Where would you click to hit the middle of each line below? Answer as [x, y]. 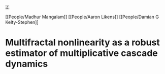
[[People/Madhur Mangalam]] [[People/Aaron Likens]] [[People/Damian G [82, 17]
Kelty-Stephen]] [22, 22]
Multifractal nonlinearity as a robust [82, 43]
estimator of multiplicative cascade [82, 53]
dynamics [27, 64]
